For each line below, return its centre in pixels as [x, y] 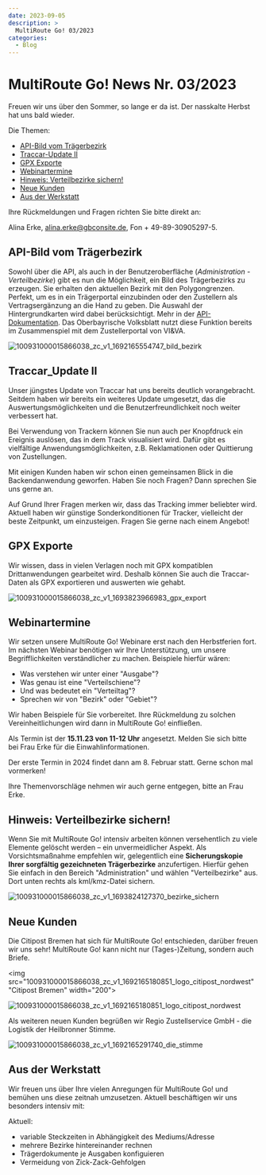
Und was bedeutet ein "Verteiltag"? [77, 691]
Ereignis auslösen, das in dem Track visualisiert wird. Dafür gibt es [117, 439]
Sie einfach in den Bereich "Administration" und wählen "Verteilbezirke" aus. [133, 873]
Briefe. [19, 957]
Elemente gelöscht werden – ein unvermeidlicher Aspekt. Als [107, 847]
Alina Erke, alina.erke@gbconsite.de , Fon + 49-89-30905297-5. [113, 228]
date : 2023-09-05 [37, 16]
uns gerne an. [31, 488]
